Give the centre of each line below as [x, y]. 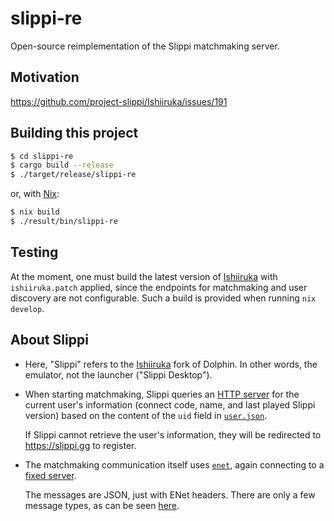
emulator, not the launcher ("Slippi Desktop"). [118, 374]
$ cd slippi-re [42, 156]
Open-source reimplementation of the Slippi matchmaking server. [145, 46]
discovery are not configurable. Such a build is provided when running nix [163, 298]
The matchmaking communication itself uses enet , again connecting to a [174, 464]
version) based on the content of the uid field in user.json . [146, 415]
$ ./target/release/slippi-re [73, 175]
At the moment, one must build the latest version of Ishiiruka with [144, 276]
